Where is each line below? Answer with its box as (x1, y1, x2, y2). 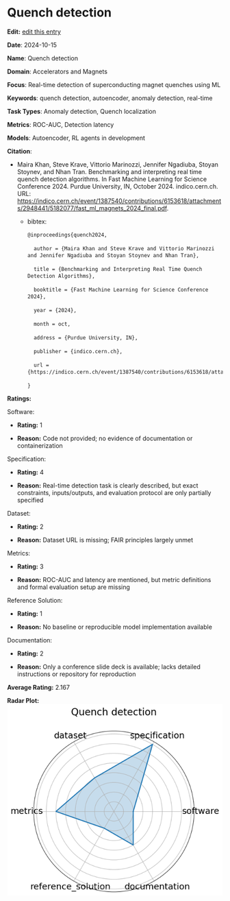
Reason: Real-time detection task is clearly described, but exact (16, 481, 199, 490)
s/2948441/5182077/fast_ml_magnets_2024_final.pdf (16, 204, 167, 212)
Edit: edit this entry (7, 27, 62, 36)
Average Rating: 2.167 (7, 683, 71, 691)
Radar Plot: (7, 696, 40, 704)
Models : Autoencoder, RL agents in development (7, 134, 146, 142)
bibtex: (27, 217, 47, 226)
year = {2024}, (33, 307, 77, 313)
